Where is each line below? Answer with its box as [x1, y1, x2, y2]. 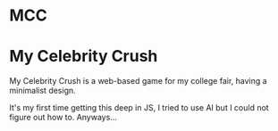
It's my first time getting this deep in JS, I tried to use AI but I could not [9, 102, 270, 113]
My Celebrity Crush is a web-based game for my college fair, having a [9, 76, 267, 86]
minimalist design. [9, 86, 76, 96]
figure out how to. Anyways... [9, 112, 118, 123]
